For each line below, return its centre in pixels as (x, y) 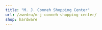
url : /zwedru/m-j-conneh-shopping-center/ (51, 15)
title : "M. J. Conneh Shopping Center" (48, 10)
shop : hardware (21, 19)
